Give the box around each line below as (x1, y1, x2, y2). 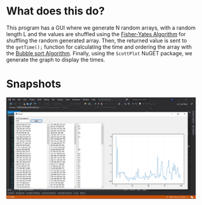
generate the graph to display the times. (6, 56, 105, 63)
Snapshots (6, 77, 61, 91)
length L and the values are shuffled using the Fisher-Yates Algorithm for (6, 30, 186, 37)
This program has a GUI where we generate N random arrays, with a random (6, 24, 196, 31)
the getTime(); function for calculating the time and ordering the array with (6, 43, 192, 50)
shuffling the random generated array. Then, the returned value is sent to (6, 37, 188, 44)
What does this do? (6, 4, 105, 18)
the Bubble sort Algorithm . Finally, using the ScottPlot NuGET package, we (6, 49, 192, 57)
